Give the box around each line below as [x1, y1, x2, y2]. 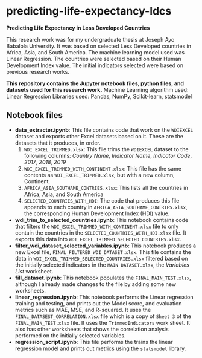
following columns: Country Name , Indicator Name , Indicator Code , [24, 152, 192, 159]
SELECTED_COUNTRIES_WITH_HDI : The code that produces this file [24, 197, 180, 204]
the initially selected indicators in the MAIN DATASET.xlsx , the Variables [14, 261, 190, 268]
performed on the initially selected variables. [14, 331, 126, 339]
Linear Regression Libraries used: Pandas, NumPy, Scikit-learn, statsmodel [6, 93, 192, 100]
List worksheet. [14, 267, 54, 275]
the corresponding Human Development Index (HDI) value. [24, 210, 170, 217]
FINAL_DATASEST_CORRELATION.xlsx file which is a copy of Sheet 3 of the [14, 313, 192, 320]
